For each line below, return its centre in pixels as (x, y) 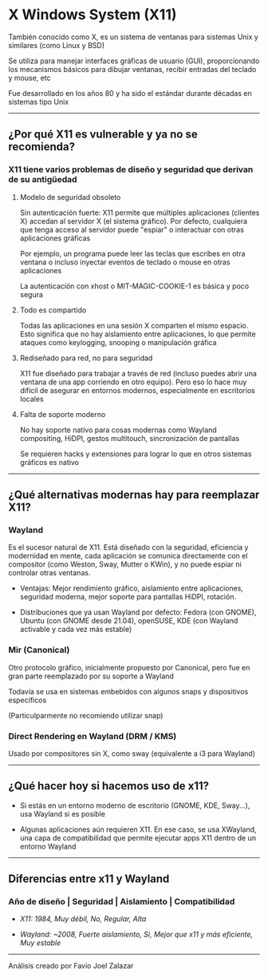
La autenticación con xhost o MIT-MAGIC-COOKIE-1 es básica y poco (134, 286)
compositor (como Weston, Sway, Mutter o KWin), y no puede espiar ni (125, 564)
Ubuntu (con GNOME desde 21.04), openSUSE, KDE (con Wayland (129, 621)
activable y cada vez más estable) (76, 630)
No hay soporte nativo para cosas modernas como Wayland (118, 430)
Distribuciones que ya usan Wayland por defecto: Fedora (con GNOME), (138, 612)
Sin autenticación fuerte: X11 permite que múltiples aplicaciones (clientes (140, 213)
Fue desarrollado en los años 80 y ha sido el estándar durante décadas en (130, 93)
